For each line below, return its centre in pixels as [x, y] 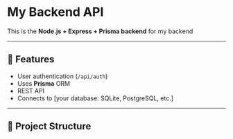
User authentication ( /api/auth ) [62, 76]
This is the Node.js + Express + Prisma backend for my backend [100, 31]
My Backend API [55, 12]
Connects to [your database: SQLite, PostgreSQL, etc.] [95, 98]
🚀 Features [31, 59]
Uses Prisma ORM [44, 83]
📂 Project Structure [49, 126]
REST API [31, 91]
